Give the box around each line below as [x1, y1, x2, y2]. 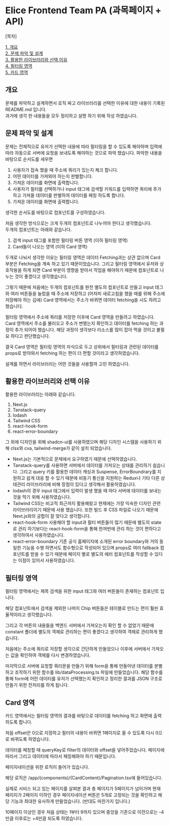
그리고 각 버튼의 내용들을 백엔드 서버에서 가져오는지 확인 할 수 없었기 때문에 [5, 622, 154, 629]
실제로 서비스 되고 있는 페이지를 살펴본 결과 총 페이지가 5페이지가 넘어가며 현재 [5, 785, 161, 792]
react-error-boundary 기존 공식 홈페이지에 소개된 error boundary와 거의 [12, 538, 158, 545]
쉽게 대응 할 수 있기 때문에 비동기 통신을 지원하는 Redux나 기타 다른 [26, 475, 160, 481]
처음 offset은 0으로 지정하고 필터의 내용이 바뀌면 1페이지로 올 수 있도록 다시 [5, 730, 155, 736]
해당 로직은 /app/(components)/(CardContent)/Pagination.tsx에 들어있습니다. [5, 775, 163, 781]
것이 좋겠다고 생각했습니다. [14, 273, 68, 279]
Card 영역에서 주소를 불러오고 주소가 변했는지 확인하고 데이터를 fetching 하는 [5, 320, 158, 326]
